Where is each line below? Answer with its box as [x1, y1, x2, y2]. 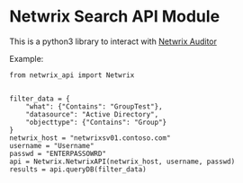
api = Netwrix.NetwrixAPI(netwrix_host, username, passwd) [9, 157, 236, 166]
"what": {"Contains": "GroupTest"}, [25, 101, 164, 111]
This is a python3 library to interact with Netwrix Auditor [9, 36, 218, 47]
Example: [9, 53, 44, 64]
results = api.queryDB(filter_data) [9, 164, 147, 174]
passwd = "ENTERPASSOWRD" [9, 149, 106, 158]
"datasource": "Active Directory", [25, 109, 159, 118]
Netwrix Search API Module [9, 6, 220, 27]
